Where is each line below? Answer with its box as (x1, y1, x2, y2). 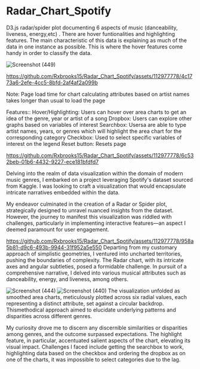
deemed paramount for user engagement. (6, 225, 109, 233)
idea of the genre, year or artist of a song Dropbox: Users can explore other (6, 115, 192, 122)
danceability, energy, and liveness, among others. (6, 275, 128, 282)
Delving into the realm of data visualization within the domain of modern (6, 169, 183, 177)
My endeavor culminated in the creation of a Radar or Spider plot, (6, 200, 167, 208)
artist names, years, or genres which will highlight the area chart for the (6, 127, 182, 135)
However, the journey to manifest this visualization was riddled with (6, 213, 172, 220)
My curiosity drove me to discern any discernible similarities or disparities (6, 324, 188, 331)
